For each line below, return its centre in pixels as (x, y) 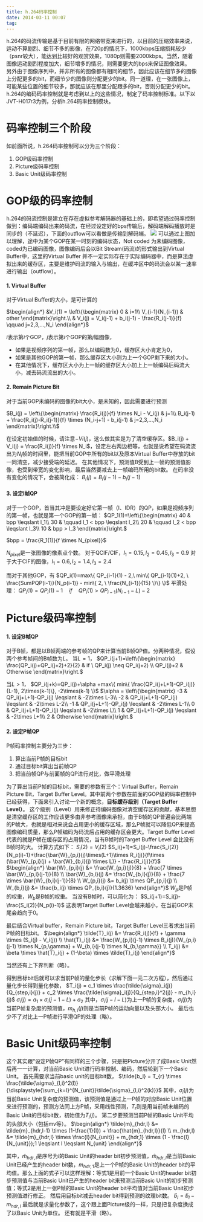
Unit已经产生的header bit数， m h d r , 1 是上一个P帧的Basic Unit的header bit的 (98, 1165)
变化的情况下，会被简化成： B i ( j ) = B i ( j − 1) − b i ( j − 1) (76, 478)
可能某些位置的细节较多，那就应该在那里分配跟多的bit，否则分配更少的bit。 (100, 86)
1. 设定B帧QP (22, 636)
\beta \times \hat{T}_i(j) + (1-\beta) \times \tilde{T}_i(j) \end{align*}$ (91, 952)
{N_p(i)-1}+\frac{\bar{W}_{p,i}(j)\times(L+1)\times (67, 855)
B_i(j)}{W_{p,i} (179, 940)
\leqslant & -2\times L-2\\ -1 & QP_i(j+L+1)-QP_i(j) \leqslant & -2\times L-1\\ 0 (101, 704)
